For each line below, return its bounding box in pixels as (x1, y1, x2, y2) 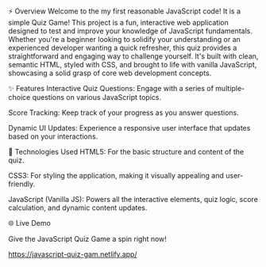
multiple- (215, 84, 245, 93)
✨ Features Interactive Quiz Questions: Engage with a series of (8, 84, 214, 93)
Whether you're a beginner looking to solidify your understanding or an (8, 35, 241, 44)
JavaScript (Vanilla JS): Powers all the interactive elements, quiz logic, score (8, 195, 258, 204)
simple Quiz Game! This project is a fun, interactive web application (8, 18, 229, 27)
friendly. (8, 179, 36, 189)
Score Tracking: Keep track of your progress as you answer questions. (8, 108, 240, 117)
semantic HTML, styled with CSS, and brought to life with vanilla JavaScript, (8, 60, 257, 69)
